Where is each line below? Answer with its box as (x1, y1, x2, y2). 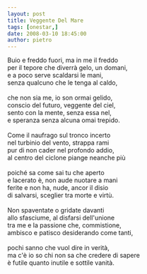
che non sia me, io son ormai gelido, (7, 93, 113, 102)
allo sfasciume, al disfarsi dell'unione (7, 213, 115, 222)
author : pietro (7, 37, 52, 44)
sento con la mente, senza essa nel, (7, 109, 112, 117)
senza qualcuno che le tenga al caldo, (7, 78, 118, 87)
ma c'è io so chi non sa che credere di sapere (7, 251, 140, 260)
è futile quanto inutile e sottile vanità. (7, 258, 114, 267)
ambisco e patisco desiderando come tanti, (7, 229, 134, 237)
